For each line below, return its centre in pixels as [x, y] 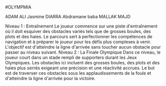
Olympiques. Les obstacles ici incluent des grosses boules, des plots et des [83, 63]
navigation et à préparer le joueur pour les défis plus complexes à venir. [78, 42]
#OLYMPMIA [18, 7]
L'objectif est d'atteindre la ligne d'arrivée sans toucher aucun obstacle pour [83, 47]
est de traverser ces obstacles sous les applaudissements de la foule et [78, 73]
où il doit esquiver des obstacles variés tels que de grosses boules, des [78, 31]
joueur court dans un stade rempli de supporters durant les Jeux [71, 57]
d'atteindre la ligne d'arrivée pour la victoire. [50, 78]
